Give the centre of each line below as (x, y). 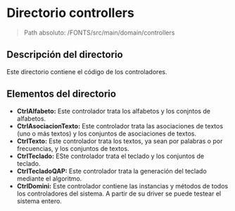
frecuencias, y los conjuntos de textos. (73, 148)
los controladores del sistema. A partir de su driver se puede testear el (119, 193)
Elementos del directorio (62, 94)
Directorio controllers (70, 13)
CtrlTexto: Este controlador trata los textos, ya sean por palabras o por (120, 141)
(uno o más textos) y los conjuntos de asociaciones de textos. (106, 133)
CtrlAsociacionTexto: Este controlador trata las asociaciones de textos (120, 126)
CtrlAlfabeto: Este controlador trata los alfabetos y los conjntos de (113, 111)
